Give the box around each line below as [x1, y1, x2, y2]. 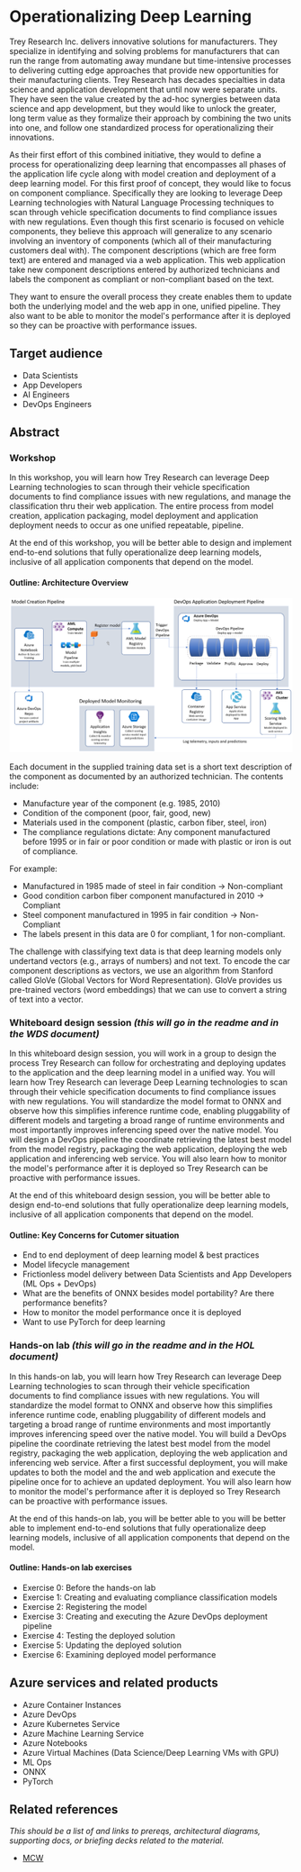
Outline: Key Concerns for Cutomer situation [9, 1230, 180, 1240]
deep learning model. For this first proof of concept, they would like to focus [9, 177, 292, 188]
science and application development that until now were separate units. [9, 84, 279, 95]
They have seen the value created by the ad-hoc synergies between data [9, 93, 281, 105]
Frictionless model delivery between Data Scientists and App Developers [22, 1268, 292, 1280]
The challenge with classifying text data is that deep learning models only [9, 946, 282, 957]
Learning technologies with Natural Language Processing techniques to [9, 196, 274, 208]
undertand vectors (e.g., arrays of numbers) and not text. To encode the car [9, 955, 290, 966]
